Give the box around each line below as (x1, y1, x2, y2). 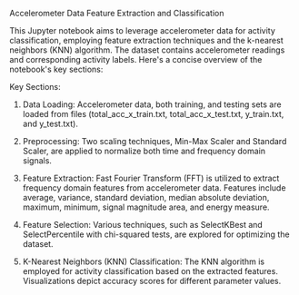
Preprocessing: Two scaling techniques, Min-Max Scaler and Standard (22, 136, 287, 146)
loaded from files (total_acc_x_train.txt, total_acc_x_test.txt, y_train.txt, (22, 109, 284, 119)
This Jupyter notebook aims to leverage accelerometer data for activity (9, 25, 275, 35)
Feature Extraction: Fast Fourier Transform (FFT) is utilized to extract (22, 172, 280, 183)
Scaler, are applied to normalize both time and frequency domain (22, 145, 266, 156)
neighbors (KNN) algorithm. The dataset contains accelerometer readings (9, 44, 285, 55)
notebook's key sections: (9, 64, 104, 74)
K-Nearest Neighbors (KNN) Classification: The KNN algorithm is (22, 256, 265, 267)
